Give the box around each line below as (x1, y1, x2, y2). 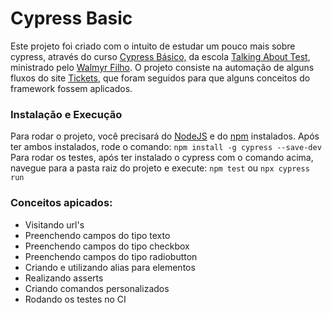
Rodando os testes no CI (24, 293, 127, 305)
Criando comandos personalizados (24, 282, 170, 294)
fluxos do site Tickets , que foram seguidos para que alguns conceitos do (10, 72, 311, 84)
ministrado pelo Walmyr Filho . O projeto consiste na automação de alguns (10, 61, 315, 73)
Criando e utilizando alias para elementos (24, 261, 196, 273)
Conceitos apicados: (10, 196, 113, 210)
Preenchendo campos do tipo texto (24, 229, 171, 241)
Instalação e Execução (10, 107, 123, 121)
